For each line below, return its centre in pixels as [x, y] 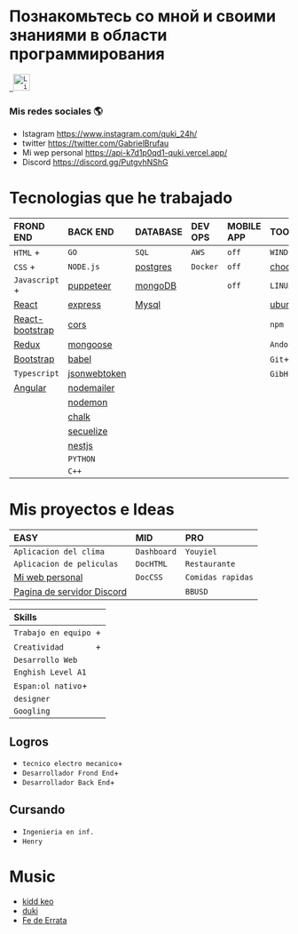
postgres [154, 267]
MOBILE [244, 227]
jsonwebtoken [97, 373]
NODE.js [84, 267]
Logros [29, 742]
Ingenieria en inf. [58, 832]
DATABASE [159, 232]
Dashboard [156, 552]
